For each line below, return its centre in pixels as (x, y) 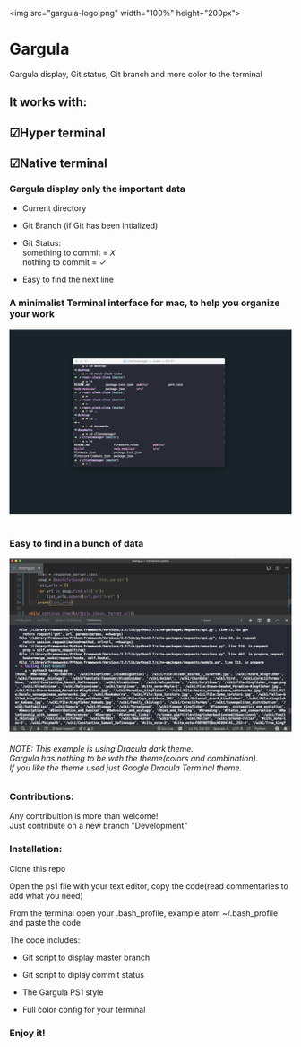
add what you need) (46, 895)
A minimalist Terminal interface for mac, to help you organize (145, 303)
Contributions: (42, 796)
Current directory (54, 208)
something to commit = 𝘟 (69, 253)
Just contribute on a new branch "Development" (99, 826)
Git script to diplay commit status (83, 974)
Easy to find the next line (68, 280)
